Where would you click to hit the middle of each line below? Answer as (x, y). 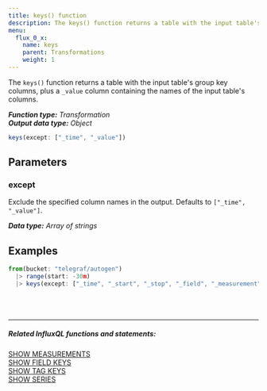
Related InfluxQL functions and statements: (82, 334)
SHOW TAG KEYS (37, 370)
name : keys (41, 45)
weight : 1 (39, 60)
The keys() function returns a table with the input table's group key (118, 82)
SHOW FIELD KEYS (40, 362)
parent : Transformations (64, 52)
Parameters (38, 162)
